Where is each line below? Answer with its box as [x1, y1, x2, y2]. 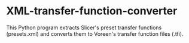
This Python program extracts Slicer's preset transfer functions [6, 24, 162, 31]
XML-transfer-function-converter [6, 4, 178, 18]
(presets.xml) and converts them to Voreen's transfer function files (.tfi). [6, 30, 184, 37]
